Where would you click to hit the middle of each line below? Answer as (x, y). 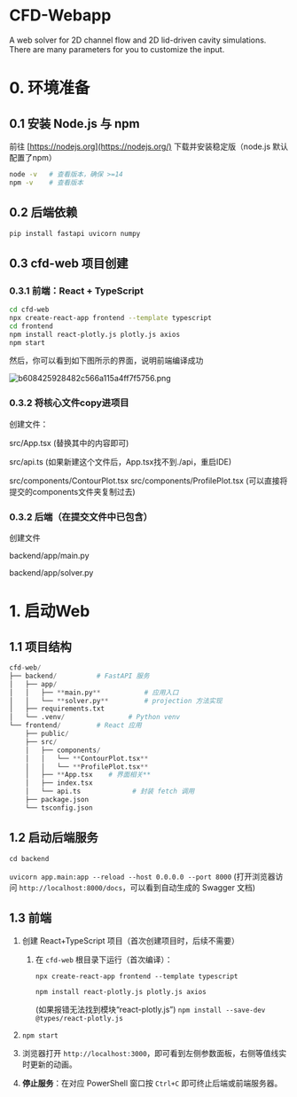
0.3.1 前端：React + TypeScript (76, 291)
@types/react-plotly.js (79, 1019)
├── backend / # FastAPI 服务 (79, 676)
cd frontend (31, 326)
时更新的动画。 (49, 1064)
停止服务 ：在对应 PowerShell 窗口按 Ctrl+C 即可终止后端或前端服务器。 (152, 1084)
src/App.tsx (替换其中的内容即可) (69, 443)
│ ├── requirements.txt (57, 709)
